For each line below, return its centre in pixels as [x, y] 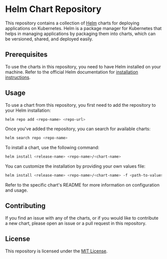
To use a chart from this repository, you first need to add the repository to [81, 105]
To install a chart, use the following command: [52, 148]
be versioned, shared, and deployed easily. [49, 39]
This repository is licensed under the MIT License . [56, 251]
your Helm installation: [28, 110]
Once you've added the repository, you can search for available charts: [78, 129]
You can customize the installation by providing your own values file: [75, 166]
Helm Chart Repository [53, 9]
